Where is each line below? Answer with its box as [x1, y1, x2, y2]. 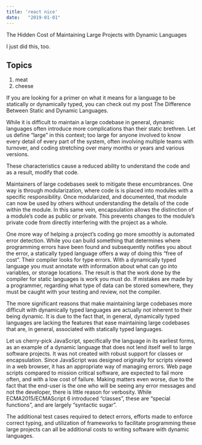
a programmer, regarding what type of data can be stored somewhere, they [6, 282, 194, 289]
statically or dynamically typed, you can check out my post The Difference [6, 101, 191, 108]
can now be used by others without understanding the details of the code [6, 200, 189, 207]
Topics [6, 60, 33, 70]
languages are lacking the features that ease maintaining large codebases [6, 319, 190, 326]
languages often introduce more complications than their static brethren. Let [6, 125, 196, 133]
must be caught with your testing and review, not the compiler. [6, 288, 162, 295]
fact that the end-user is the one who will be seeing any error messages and [6, 382, 196, 390]
